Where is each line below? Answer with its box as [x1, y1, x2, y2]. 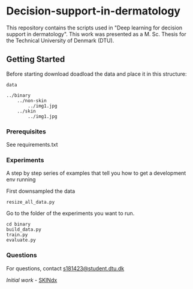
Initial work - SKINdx [6, 276, 58, 284]
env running [6, 176, 36, 183]
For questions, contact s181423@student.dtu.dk [6, 264, 125, 272]
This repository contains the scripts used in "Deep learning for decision [6, 24, 183, 31]
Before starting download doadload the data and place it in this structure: [6, 70, 187, 78]
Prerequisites [6, 127, 46, 136]
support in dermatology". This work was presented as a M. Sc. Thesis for [6, 30, 187, 37]
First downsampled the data [6, 187, 76, 195]
